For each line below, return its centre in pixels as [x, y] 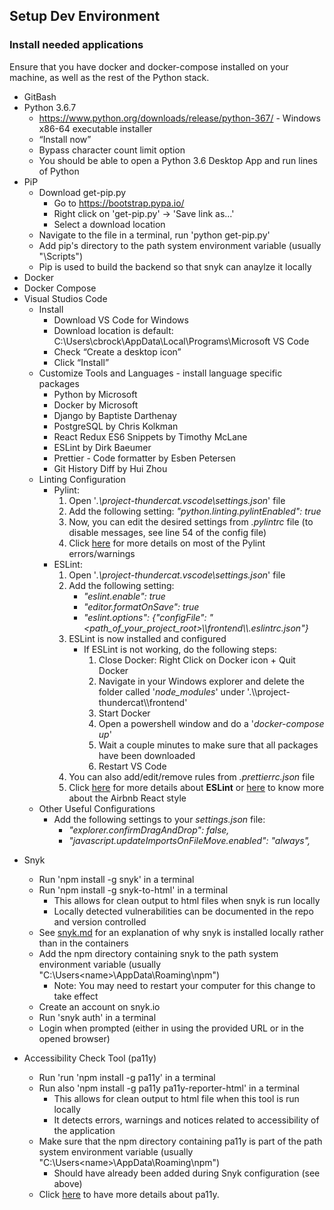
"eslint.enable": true [124, 596]
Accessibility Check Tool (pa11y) [90, 1058]
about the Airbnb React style [127, 798]
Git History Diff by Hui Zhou [110, 468]
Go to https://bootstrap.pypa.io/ [119, 203]
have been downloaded [147, 755]
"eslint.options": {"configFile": [145, 617]
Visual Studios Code [65, 298]
